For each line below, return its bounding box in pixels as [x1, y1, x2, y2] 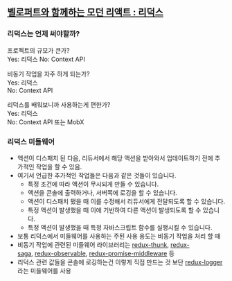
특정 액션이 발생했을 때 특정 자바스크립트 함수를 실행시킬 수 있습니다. [27, 223, 213, 231]
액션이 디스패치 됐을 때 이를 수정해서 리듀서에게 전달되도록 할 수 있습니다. [27, 197, 226, 205]
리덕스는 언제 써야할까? [7, 29, 80, 39]
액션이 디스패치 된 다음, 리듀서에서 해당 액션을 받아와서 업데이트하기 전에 [17, 153, 213, 162]
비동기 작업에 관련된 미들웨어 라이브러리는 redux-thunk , [17, 240, 170, 248]
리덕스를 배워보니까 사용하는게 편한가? [7, 100, 111, 109]
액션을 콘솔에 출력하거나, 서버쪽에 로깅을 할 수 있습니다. [27, 188, 178, 196]
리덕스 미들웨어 [7, 137, 55, 146]
